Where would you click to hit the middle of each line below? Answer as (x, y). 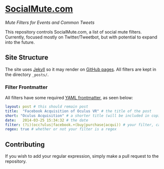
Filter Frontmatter (26, 87)
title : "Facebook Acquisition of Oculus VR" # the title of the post (78, 111)
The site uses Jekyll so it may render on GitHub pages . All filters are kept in (81, 69)
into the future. (20, 42)
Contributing (25, 144)
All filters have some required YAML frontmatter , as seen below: (69, 98)
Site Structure (27, 58)
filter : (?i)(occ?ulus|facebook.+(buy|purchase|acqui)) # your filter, (79, 125)
